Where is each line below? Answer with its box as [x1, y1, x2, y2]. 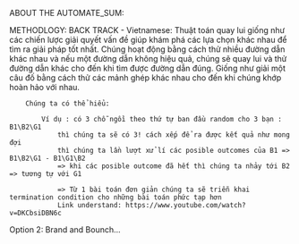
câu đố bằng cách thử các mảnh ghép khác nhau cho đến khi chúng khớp [9, 72, 282, 83]
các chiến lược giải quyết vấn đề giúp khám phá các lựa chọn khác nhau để [9, 35, 287, 45]
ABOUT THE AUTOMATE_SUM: [9, 8, 124, 18]
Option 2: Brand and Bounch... [9, 224, 121, 235]
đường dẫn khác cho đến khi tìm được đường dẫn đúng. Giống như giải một [9, 63, 286, 73]
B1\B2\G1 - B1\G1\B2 [9, 154, 87, 163]
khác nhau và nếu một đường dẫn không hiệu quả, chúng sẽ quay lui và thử [9, 54, 287, 63]
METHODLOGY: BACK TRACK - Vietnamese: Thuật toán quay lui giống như [9, 25, 285, 35]
